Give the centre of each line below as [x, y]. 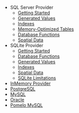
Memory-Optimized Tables [46, 29]
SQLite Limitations [37, 78]
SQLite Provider [27, 45]
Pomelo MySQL [27, 105]
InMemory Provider [30, 83]
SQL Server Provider [32, 7]
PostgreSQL [23, 89]
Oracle [17, 100]
